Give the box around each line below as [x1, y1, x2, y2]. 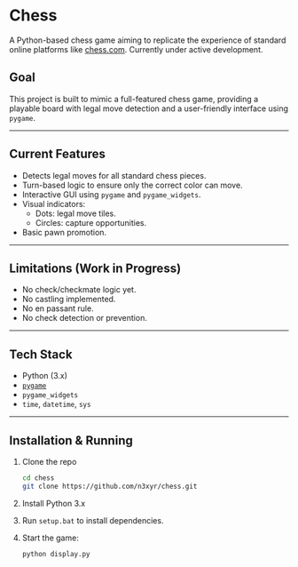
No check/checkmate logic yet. [21, 284, 137, 295]
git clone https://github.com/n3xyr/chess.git [21, 482, 198, 491]
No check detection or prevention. [21, 313, 148, 323]
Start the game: [21, 532, 80, 543]
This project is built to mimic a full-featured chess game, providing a [9, 93, 259, 104]
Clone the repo [21, 457, 77, 467]
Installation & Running [9, 433, 133, 448]
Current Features [9, 147, 106, 162]
